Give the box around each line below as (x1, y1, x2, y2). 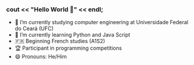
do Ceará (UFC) (14, 25, 54, 32)
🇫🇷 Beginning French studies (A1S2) (14, 38, 106, 45)
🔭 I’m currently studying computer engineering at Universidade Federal (14, 19, 189, 26)
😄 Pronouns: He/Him (14, 53, 67, 60)
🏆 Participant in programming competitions (14, 44, 122, 52)
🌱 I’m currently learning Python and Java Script (14, 31, 131, 38)
